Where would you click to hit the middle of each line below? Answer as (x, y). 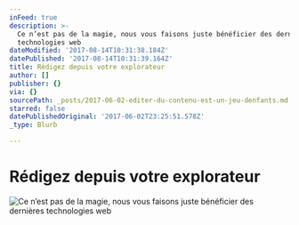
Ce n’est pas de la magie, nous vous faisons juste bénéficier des (145, 34)
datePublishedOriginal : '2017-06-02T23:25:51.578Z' (107, 117)
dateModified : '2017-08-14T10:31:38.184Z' (89, 51)
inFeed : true (33, 17)
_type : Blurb (33, 125)
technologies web (49, 42)
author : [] (29, 76)
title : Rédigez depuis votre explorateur (87, 68)
